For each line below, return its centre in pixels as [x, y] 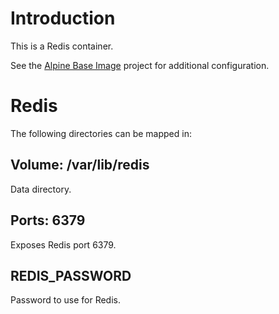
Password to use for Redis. [65, 300]
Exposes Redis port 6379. [63, 244]
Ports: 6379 [48, 220]
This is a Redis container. [62, 46]
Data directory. [41, 189]
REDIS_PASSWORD [71, 275]
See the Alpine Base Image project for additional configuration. [140, 65]
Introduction [63, 18]
